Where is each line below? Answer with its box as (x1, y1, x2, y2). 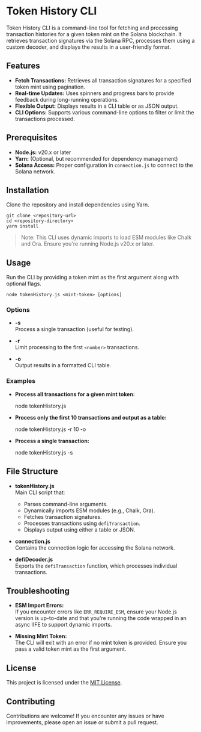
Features (6, 61, 40, 71)
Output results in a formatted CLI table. (14, 362, 112, 369)
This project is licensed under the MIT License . (6, 679, 122, 686)
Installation (6, 185, 49, 195)
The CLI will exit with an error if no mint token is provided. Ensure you (14, 639, 187, 647)
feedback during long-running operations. (14, 96, 119, 103)
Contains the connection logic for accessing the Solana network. (14, 544, 175, 551)
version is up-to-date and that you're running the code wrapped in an (14, 615, 187, 622)
